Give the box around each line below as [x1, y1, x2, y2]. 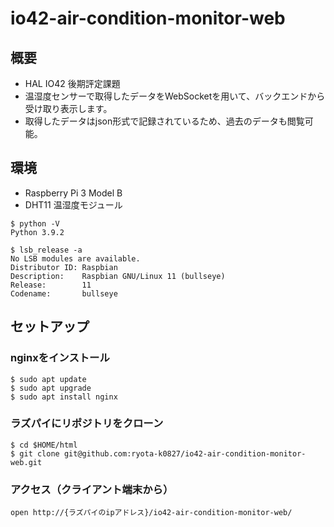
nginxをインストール [10, 351, 110, 365]
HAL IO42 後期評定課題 [24, 78, 121, 89]
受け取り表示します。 [24, 103, 113, 114]
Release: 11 [10, 280, 92, 290]
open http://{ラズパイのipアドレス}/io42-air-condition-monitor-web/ [10, 508, 293, 518]
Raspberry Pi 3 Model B [24, 187, 123, 199]
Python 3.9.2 [10, 227, 65, 237]
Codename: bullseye [10, 288, 118, 299]
